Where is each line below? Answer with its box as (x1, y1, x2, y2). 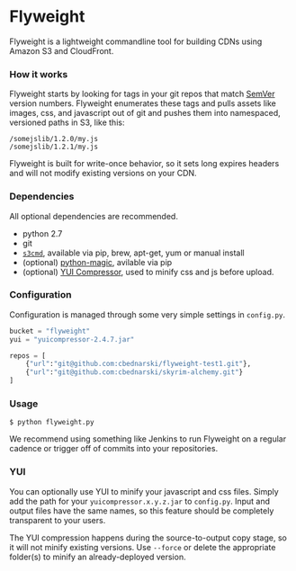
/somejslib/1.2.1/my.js (9, 142, 99, 152)
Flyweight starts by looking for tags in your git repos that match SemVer (9, 88, 276, 100)
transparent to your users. (9, 514, 106, 525)
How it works (9, 67, 68, 80)
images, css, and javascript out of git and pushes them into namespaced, (9, 108, 281, 119)
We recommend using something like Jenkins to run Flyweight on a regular (9, 433, 286, 444)
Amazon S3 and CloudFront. (9, 45, 114, 56)
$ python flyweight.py (9, 418, 94, 427)
